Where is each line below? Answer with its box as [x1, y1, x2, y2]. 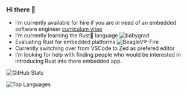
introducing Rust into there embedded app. [14, 57, 122, 65]
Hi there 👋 [6, 5, 36, 14]
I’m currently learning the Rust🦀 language [14, 32, 119, 39]
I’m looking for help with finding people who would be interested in [14, 51, 181, 58]
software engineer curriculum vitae [14, 25, 103, 33]
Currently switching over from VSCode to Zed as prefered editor [14, 45, 175, 52]
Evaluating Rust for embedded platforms [14, 39, 116, 46]
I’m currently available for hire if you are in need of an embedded [14, 19, 177, 27]
